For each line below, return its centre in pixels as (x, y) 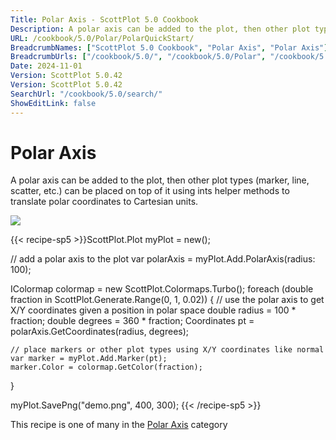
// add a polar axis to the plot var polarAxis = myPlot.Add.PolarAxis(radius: (163, 259)
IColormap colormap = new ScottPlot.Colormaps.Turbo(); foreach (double (162, 289)
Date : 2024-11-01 (46, 66)
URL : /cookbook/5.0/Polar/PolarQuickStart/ (102, 38)
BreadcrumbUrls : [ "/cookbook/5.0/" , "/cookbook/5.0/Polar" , (138, 57)
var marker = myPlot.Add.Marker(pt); (89, 359)
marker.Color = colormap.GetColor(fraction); (106, 367)
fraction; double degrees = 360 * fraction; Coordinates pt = (132, 321)
